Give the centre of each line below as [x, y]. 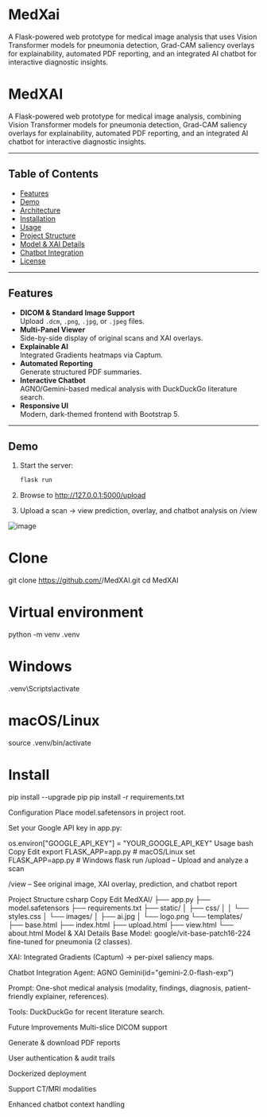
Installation [38, 218]
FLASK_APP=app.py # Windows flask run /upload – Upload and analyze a [128, 860]
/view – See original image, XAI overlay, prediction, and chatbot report [123, 884]
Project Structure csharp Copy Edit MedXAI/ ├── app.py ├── [109, 899]
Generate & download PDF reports [64, 1042]
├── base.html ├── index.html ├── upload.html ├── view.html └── [121, 924]
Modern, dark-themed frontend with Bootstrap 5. [100, 414]
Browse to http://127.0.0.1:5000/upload [83, 496]
